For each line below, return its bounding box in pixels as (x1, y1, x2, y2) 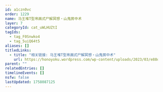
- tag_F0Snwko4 (9, 35, 40, 39)
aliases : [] (5, 43, 29, 48)
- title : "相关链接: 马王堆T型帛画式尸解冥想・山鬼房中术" (9, 52, 116, 57)
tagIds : (5, 30, 21, 35)
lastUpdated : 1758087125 (5, 79, 55, 84)
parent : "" (5, 61, 27, 66)
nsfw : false (5, 75, 29, 80)
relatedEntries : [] (5, 66, 45, 71)
